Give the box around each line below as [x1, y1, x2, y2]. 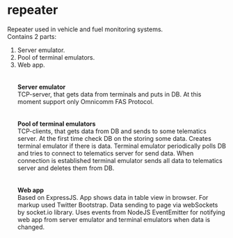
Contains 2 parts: [7, 32, 57, 40]
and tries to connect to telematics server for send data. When [17, 148, 194, 158]
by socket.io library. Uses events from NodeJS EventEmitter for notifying [17, 207, 225, 216]
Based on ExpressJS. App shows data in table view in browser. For [17, 193, 209, 201]
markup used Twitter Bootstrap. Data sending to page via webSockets [17, 201, 218, 209]
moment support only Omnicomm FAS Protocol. [17, 97, 154, 105]
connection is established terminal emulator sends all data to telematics [17, 156, 223, 164]
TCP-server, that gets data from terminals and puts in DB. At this [17, 90, 202, 99]
